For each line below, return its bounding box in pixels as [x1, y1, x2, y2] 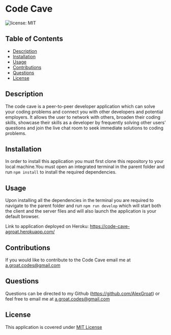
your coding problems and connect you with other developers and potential [5, 109, 164, 115]
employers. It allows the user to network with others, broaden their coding [5, 114, 161, 120]
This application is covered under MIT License [5, 324, 102, 330]
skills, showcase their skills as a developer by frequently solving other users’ [5, 119, 166, 125]
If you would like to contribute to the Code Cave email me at [5, 257, 131, 263]
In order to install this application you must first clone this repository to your [5, 158, 164, 164]
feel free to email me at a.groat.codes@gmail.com [5, 295, 110, 302]
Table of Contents [5, 35, 64, 43]
